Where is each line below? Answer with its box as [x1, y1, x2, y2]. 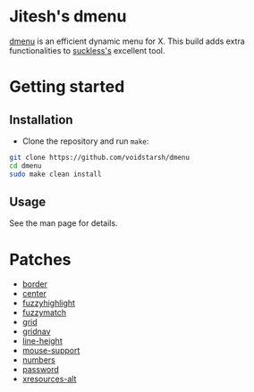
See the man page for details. [9, 218, 118, 229]
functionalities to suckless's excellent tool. [9, 45, 165, 55]
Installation [9, 112, 73, 127]
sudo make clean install [9, 170, 102, 179]
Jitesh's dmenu [9, 6, 127, 27]
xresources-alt [21, 373, 77, 385]
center [21, 288, 47, 299]
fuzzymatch [21, 307, 67, 318]
